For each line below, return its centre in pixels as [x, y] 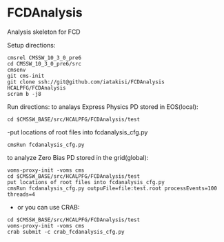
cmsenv [17, 70]
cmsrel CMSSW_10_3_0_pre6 [44, 58]
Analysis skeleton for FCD [44, 32]
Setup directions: [31, 45]
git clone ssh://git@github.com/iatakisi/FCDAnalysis [86, 82]
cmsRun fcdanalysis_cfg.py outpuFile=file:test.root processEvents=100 [112, 188]
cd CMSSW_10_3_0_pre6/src [44, 63]
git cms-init [26, 76]
